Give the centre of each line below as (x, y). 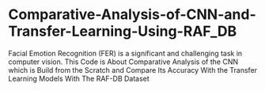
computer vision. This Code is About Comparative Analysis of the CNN (123, 62)
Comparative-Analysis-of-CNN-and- (132, 15)
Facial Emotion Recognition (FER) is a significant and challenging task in (125, 53)
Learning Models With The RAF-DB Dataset (79, 78)
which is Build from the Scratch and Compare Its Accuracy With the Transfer (133, 70)
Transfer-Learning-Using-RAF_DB (123, 31)
